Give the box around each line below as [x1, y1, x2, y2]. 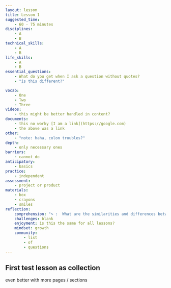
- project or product [14, 183, 60, 188]
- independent [14, 173, 44, 179]
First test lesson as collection [5, 263, 100, 272]
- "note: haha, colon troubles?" [14, 135, 85, 140]
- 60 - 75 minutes [14, 21, 53, 27]
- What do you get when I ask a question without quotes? [14, 74, 140, 79]
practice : [5, 169, 26, 174]
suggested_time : [5, 17, 40, 22]
